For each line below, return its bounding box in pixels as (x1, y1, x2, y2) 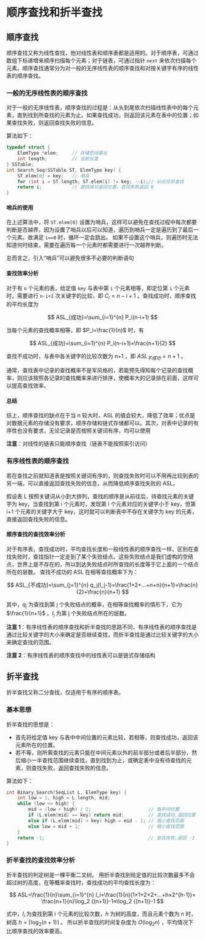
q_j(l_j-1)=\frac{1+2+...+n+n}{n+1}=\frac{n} (90, 581, 198, 589)
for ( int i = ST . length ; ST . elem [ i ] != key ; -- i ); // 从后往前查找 (17, 178, 184, 185)
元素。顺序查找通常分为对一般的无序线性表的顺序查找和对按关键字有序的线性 (6, 65, 199, 72)
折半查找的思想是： (6, 721, 55, 728)
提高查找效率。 (11, 382, 49, 389)
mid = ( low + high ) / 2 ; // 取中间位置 (28, 806, 180, 813)
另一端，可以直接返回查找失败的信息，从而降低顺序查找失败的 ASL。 (6, 479, 179, 487)
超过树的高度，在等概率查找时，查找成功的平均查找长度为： (6, 878, 156, 886)
